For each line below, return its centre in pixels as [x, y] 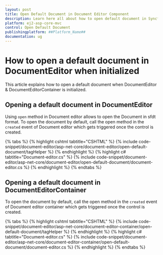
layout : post [18, 9]
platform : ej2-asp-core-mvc [33, 23]
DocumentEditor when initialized [72, 71]
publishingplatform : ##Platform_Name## [45, 32]
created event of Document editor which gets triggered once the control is [79, 127]
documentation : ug [24, 37]
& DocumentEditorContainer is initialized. [46, 89]
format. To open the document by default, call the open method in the [75, 121]
